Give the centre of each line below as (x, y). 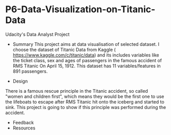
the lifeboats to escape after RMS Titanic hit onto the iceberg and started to (85, 102)
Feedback (23, 122)
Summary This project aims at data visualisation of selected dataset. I (86, 44)
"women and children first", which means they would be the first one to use (85, 96)
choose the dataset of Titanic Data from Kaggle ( (64, 49)
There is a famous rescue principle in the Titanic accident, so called (77, 91)
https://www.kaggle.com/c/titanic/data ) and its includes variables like (86, 55)
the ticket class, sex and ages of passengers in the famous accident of (87, 60)
